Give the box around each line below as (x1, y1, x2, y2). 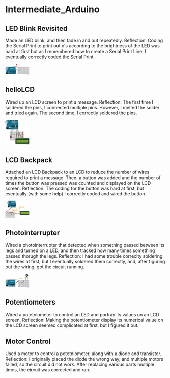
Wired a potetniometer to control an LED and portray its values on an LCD (5, 311, 159, 317)
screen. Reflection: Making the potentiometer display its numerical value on (5, 317, 164, 323)
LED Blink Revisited (5, 24, 68, 33)
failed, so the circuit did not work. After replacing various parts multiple (5, 361, 154, 368)
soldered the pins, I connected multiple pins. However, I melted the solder (5, 104, 160, 110)
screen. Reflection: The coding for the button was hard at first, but (5, 185, 144, 192)
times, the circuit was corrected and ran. (5, 367, 91, 373)
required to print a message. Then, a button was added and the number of (5, 174, 161, 181)
